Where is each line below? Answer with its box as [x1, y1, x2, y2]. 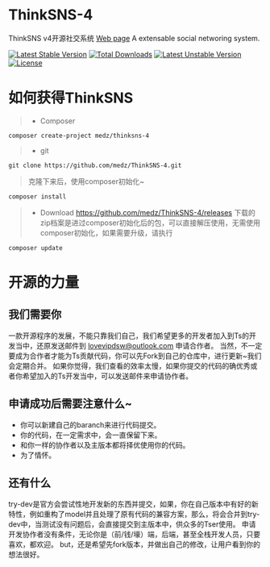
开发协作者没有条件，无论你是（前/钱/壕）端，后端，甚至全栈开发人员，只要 [8, 529, 261, 539]
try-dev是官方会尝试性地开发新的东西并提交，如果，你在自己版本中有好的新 [8, 498, 260, 509]
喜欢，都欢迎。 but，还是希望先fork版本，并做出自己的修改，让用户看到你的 [8, 539, 260, 549]
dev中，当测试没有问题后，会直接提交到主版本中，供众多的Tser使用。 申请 [8, 519, 256, 529]
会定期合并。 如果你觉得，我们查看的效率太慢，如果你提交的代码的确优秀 [8, 361, 251, 370]
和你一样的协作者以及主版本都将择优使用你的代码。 [19, 440, 190, 449]
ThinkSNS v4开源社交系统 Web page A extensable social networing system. [8, 33, 260, 43]
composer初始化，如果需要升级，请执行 [39, 227, 173, 237]
